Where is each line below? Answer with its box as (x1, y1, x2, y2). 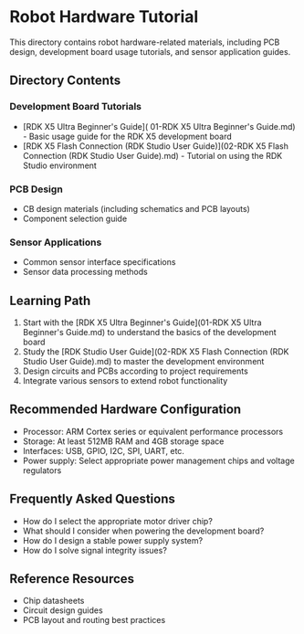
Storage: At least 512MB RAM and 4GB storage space (22, 436, 225, 447)
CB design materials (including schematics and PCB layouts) (22, 203, 251, 214)
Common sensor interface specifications (22, 257, 176, 268)
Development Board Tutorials (9, 100, 142, 113)
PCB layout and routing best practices (22, 615, 166, 626)
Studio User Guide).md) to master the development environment (22, 356, 265, 367)
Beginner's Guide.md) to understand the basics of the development (22, 327, 277, 338)
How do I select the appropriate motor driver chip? (22, 515, 213, 526)
